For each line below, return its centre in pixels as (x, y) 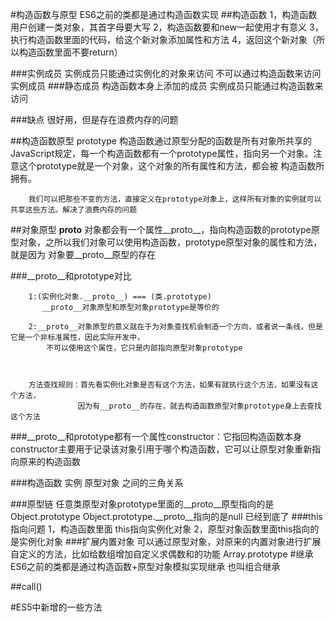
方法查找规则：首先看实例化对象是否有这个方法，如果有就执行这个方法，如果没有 (170, 385)
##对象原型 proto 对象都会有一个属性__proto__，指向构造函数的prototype (161, 229)
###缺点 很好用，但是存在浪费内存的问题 (94, 119)
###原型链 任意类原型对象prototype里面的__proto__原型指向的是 (142, 504)
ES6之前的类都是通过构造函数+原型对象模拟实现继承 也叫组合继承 (145, 566)
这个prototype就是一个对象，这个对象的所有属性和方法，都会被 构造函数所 (171, 166)
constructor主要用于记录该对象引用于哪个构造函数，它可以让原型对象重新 (161, 449)
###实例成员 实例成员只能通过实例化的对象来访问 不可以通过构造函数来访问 (166, 73)
